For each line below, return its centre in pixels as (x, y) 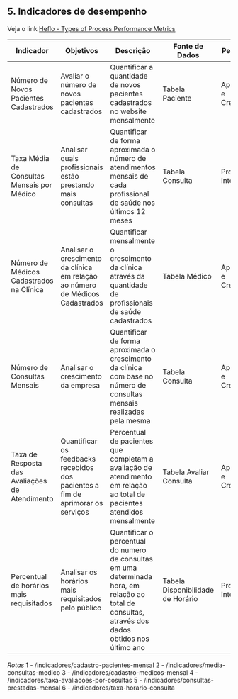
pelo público (81, 608)
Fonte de (188, 46)
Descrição (133, 50)
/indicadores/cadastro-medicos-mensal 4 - (135, 672)
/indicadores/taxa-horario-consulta (123, 688)
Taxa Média (30, 158)
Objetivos (82, 50)
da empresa (80, 385)
